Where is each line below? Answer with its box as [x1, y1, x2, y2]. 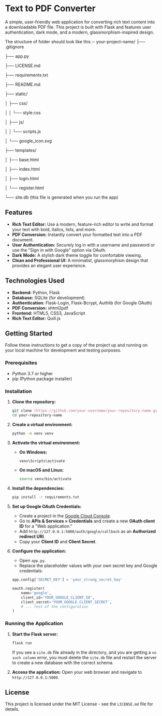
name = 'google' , [21, 590, 52, 595]
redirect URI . [19, 533, 45, 539]
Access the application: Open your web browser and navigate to [12, 669, 142, 675]
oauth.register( [12, 586, 45, 591]
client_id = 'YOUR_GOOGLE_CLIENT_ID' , [21, 595, 95, 600]
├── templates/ [5, 147, 37, 153]
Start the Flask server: [12, 631, 58, 637]
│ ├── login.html [5, 175, 39, 181]
